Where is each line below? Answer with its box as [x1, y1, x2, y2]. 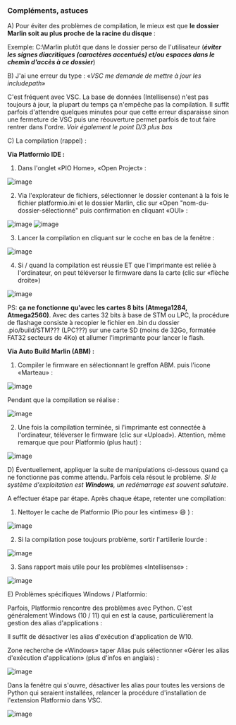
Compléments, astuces [7, 6, 89, 16]
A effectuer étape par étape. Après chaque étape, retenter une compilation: [7, 494, 227, 503]
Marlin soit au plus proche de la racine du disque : [7, 29, 156, 37]
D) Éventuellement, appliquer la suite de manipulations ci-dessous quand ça [7, 466, 228, 474]
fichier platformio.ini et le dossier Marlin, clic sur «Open [17, 199, 179, 207]
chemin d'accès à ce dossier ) [7, 58, 96, 66]
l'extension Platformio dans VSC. [7, 696, 103, 705]
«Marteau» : [17, 368, 53, 377]
